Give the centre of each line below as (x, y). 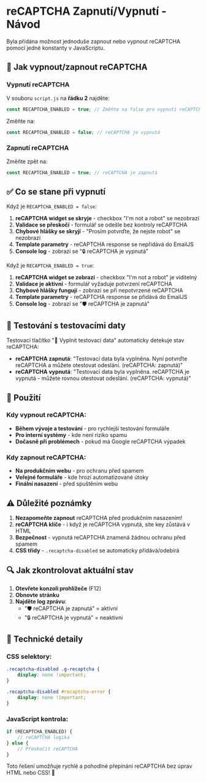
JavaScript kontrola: (37, 719)
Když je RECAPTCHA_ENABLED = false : (51, 206)
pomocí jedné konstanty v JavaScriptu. (56, 48)
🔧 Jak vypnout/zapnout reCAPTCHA (77, 67)
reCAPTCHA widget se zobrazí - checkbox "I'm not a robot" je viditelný (106, 277)
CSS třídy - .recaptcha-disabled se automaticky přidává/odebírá (97, 550)
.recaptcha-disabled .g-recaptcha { (53, 669)
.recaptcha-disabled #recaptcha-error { (59, 692)
